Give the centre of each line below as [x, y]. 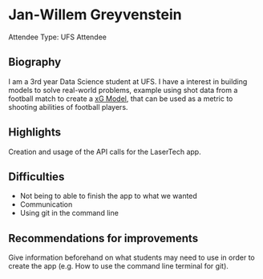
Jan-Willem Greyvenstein [95, 15]
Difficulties [36, 177]
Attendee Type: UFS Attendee [57, 37]
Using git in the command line [69, 213]
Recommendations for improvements [103, 238]
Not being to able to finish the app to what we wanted [109, 196]
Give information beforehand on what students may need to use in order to [131, 257]
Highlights [35, 133]
